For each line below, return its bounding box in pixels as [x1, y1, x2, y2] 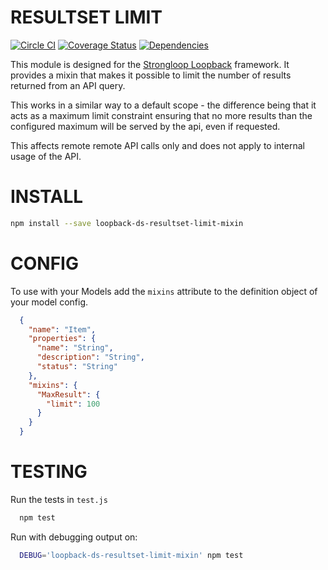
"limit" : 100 [46, 399, 101, 409]
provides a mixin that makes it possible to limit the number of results [10, 69, 292, 81]
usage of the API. [10, 150, 82, 162]
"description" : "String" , [36, 352, 145, 363]
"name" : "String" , [36, 343, 114, 353]
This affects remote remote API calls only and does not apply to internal [10, 139, 305, 151]
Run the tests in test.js [10, 494, 108, 505]
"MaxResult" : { [36, 389, 101, 400]
